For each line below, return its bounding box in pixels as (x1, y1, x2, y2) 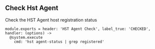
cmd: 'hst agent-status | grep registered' (14, 39, 105, 44)
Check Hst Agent (5, 4, 59, 12)
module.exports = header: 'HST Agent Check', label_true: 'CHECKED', (5, 26, 151, 31)
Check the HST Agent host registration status (5, 17, 97, 23)
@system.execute (9, 35, 43, 40)
